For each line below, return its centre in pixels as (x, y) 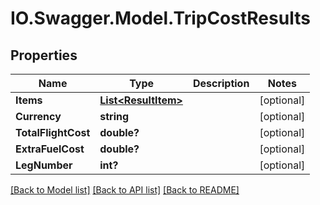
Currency (38, 116)
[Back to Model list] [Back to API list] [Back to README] (125, 190)
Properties (44, 55)
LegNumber (44, 165)
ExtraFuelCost (50, 149)
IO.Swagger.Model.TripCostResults (160, 18)
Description (221, 83)
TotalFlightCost (53, 132)
